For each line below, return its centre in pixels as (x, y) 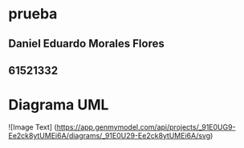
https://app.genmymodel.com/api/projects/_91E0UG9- (146, 127)
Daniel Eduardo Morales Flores (86, 44)
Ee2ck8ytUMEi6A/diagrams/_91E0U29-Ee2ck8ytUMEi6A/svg (110, 135)
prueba (33, 14)
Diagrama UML (59, 105)
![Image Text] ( (33, 127)
